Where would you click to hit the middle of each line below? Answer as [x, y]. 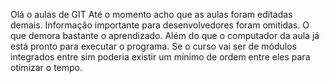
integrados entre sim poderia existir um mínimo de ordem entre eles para [160, 57]
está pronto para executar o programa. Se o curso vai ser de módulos [153, 46]
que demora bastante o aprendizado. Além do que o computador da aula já [165, 35]
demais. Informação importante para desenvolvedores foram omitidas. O [160, 25]
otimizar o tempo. [46, 67]
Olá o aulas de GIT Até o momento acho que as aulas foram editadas [151, 14]
